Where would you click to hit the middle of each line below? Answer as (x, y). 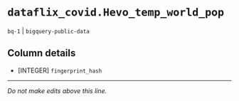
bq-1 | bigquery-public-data (49, 31)
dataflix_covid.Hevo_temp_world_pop (116, 12)
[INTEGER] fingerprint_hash (60, 70)
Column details (42, 53)
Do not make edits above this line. (57, 90)
